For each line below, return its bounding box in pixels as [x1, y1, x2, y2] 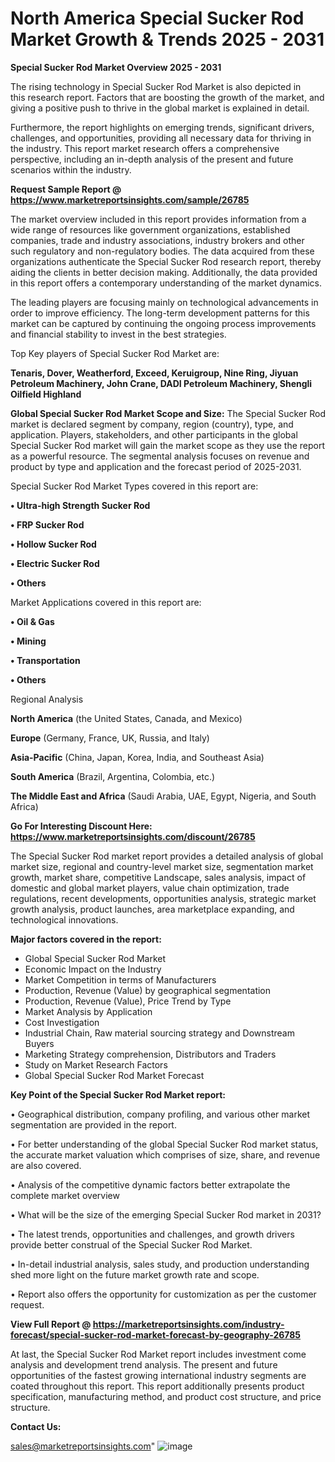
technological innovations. [10, 913, 119, 926]
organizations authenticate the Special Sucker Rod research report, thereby [10, 255, 322, 267]
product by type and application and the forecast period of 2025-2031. [10, 460, 302, 472]
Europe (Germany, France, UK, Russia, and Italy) [10, 732, 210, 744]
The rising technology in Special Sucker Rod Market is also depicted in [10, 80, 302, 92]
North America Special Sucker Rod [10, 7, 305, 30]
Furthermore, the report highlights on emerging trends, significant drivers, [10, 121, 315, 133]
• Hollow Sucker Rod [10, 538, 97, 550]
